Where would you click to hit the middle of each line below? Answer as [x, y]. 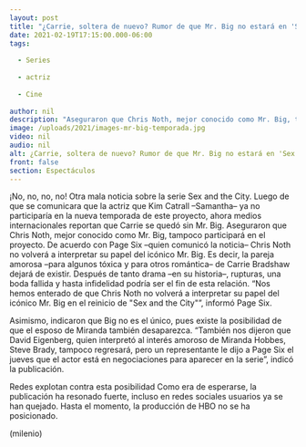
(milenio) [26, 433]
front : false [34, 162]
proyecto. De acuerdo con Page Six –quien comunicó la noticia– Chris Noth [150, 245]
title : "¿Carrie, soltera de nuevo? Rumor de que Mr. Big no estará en [148, 26]
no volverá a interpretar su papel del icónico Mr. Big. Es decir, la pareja [142, 255]
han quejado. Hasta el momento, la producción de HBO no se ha [130, 406]
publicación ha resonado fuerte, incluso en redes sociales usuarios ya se [147, 397]
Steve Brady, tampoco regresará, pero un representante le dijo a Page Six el [152, 350]
